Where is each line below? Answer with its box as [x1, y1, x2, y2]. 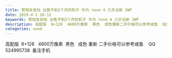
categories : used [5, 26, 42, 32]
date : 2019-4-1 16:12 [5, 12, 52, 17]
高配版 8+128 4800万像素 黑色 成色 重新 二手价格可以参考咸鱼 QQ [5, 41, 156, 47]
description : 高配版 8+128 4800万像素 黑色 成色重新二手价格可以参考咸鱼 [5, 21, 158, 27]
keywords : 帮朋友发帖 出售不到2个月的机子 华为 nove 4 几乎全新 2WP [5, 17, 139, 22]
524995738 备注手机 [5, 47, 51, 53]
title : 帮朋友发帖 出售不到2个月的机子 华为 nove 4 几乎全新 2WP [5, 7, 132, 13]
